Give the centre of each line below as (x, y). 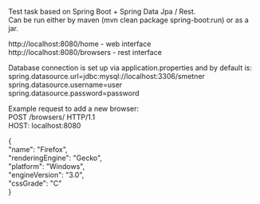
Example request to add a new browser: (74, 108)
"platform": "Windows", (47, 166)
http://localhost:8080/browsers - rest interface (85, 52)
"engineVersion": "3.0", (46, 175)
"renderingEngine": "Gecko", (55, 158)
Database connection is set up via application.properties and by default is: (130, 68)
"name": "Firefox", (38, 149)
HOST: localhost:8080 (45, 126)
